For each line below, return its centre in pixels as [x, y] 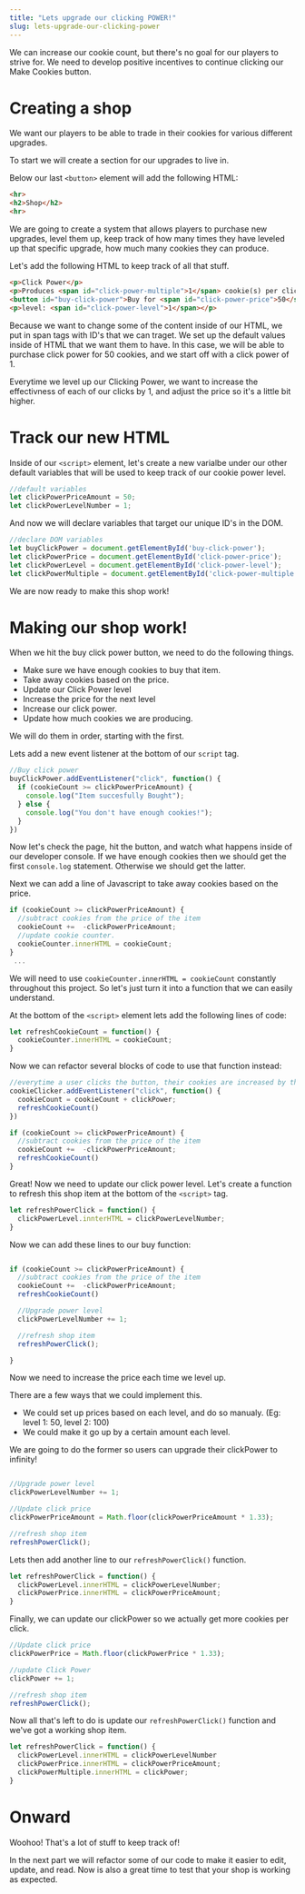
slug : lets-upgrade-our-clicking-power [85, 26]
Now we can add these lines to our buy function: [100, 1244]
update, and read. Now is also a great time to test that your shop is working [150, 1869]
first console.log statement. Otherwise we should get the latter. [128, 866]
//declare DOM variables [56, 540]
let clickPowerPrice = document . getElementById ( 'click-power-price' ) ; [146, 556]
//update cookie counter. [67, 936]
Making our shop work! [98, 627]
